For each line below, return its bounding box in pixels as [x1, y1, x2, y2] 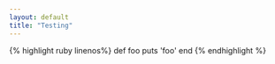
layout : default [9, 12, 69, 22]
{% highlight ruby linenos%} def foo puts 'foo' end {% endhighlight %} [9, 45, 267, 55]
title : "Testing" [9, 21, 73, 30]
